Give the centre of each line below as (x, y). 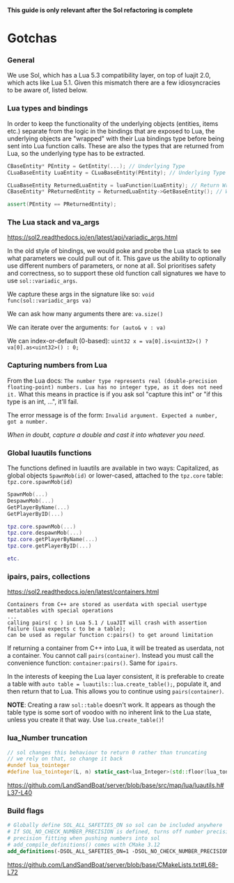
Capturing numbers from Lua (57, 365)
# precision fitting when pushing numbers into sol (84, 838)
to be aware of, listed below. (48, 90)
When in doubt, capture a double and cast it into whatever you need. (106, 435)
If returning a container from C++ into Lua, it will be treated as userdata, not (116, 648)
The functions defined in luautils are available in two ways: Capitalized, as (113, 468)
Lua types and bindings (48, 108)
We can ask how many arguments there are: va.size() (85, 314)
